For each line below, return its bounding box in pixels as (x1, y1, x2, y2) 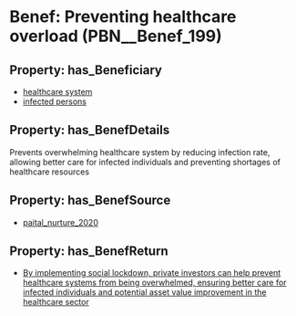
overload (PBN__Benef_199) (9, 26, 223, 47)
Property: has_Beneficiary (9, 62, 162, 78)
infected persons (22, 96, 87, 107)
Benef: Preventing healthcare (9, 6, 237, 27)
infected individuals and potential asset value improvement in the (22, 287, 267, 298)
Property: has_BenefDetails (9, 122, 170, 138)
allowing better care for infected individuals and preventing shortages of (9, 156, 281, 167)
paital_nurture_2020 (22, 216, 98, 227)
